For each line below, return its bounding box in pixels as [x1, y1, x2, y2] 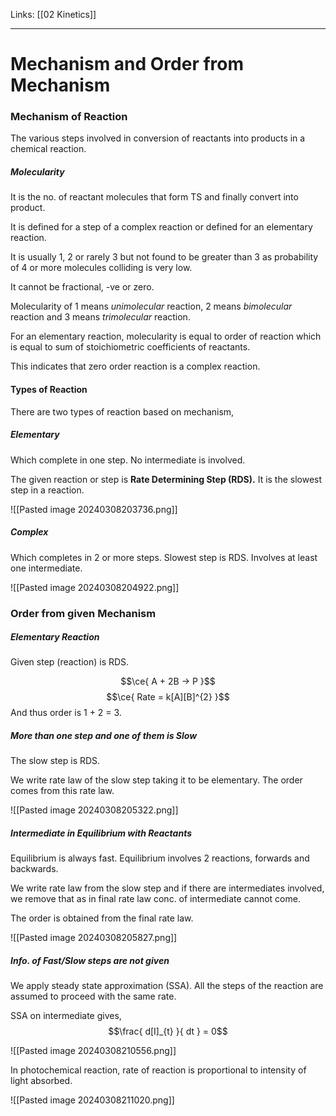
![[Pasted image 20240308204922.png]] [10, 581, 180, 593]
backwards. [10, 863, 59, 875]
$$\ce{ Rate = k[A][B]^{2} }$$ [106, 691, 230, 703]
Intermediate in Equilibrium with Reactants [10, 827, 193, 839]
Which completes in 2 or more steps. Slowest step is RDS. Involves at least [10, 551, 318, 563]
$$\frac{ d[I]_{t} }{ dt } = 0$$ [108, 1025, 228, 1038]
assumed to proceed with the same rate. [10, 990, 177, 1003]
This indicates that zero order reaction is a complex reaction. [10, 360, 261, 373]
